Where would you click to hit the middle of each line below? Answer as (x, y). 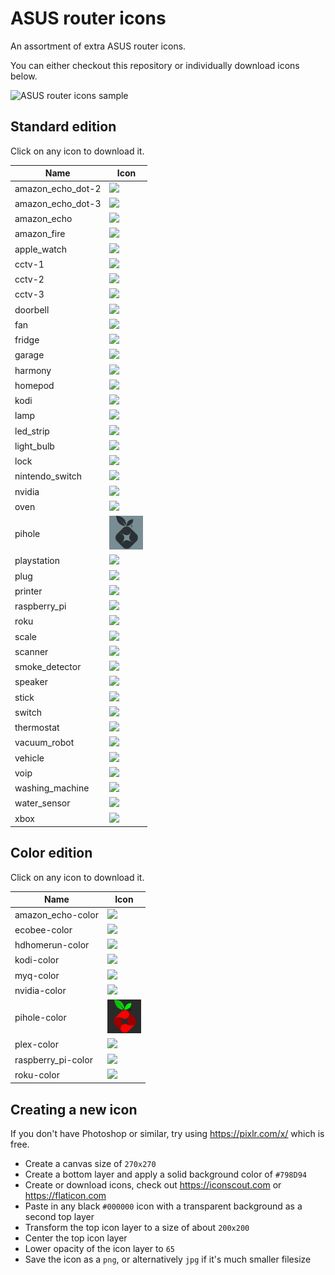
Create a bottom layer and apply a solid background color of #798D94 (165, 1174)
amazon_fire (40, 234)
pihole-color (40, 1018)
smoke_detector (48, 666)
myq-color (37, 975)
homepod (34, 385)
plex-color (36, 1044)
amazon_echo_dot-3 (58, 203)
